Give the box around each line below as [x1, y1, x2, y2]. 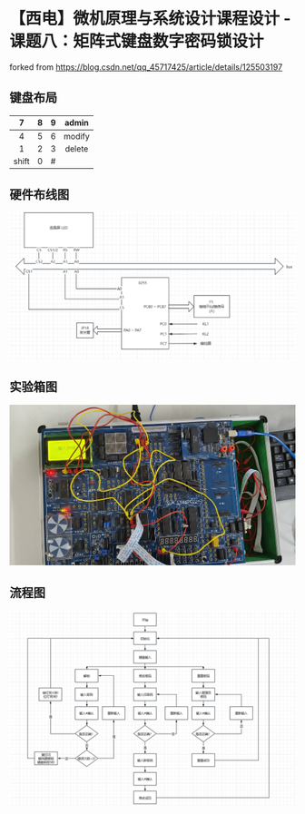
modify [63, 131, 91, 142]
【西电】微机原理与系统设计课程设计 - [9, 8, 291, 29]
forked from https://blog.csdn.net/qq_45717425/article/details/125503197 [9, 61, 283, 73]
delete [64, 142, 89, 154]
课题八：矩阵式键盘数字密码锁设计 [9, 31, 265, 52]
